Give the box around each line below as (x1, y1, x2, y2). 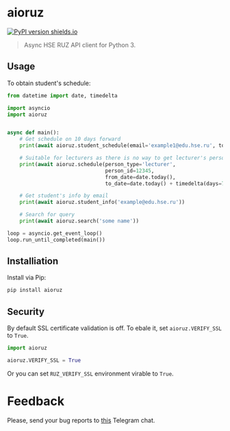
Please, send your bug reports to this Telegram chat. (7, 416, 155, 424)
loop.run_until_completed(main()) (7, 236, 106, 243)
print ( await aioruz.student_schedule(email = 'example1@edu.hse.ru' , (19, 142, 216, 149)
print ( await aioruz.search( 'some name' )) (19, 218, 139, 224)
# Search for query (19, 211, 75, 218)
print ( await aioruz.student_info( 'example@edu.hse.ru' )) (19, 199, 186, 206)
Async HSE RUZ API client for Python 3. (23, 40, 136, 49)
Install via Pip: (7, 273, 47, 282)
